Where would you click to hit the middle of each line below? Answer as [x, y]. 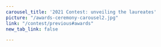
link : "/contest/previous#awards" [50, 23]
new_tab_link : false [32, 29]
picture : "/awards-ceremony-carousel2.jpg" [62, 18]
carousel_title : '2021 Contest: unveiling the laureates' [81, 12]
